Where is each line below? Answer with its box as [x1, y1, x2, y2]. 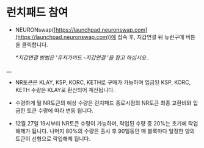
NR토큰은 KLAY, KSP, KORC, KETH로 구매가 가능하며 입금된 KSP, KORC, [15, 79, 191, 86]
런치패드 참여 [6, 5, 68, 19]
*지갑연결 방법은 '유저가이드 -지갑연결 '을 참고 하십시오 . [15, 54, 150, 61]
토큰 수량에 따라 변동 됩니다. [26, 107, 93, 114]
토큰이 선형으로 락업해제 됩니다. [15, 135, 90, 142]
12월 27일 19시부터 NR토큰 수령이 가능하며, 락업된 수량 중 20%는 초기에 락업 [15, 119, 199, 127]
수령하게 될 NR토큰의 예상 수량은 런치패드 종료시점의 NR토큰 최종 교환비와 [15, 99, 192, 107]
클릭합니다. [21, 41, 49, 48]
